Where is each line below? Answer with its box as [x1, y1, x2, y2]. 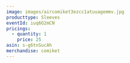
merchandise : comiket [6, 48, 61, 54]
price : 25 [17, 37, 42, 43]
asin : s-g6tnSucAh [6, 43, 52, 49]
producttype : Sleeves [6, 14, 61, 20]
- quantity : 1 [11, 31, 47, 37]
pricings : [6, 25, 31, 32]
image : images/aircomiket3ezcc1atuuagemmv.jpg [6, 8, 125, 15]
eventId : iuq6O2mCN [6, 20, 55, 26]
